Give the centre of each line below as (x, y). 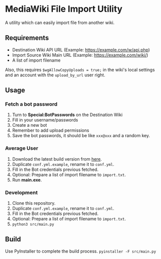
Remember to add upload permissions (51, 130)
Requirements (27, 38)
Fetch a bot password (31, 104)
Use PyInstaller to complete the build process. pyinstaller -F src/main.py (81, 251)
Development (22, 192)
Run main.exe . (27, 180)
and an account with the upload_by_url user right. (55, 75)
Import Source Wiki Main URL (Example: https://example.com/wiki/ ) (80, 55)
